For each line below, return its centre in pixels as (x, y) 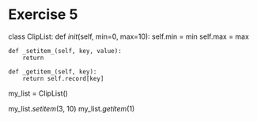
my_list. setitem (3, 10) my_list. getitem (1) (72, 108)
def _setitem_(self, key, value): (65, 51)
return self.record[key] (63, 78)
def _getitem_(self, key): (53, 72)
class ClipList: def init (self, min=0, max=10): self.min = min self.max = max (128, 36)
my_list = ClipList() (38, 93)
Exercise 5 (43, 15)
